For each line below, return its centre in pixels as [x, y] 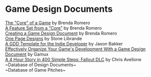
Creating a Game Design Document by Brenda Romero [61, 33]
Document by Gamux [27, 54]
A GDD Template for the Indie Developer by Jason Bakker [64, 43]
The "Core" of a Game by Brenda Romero [48, 23]
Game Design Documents [59, 9]
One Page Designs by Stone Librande [44, 38]
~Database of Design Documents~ [41, 65]
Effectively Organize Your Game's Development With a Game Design [75, 49]
